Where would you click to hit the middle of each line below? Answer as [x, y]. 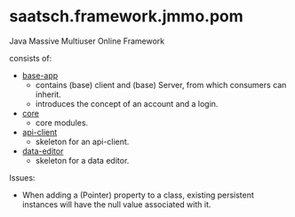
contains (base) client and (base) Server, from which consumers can [161, 84]
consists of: [31, 58]
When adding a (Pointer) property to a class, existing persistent [138, 195]
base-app [40, 75]
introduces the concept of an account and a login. [127, 103]
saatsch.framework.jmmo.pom [127, 16]
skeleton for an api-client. [82, 141]
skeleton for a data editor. [82, 160]
